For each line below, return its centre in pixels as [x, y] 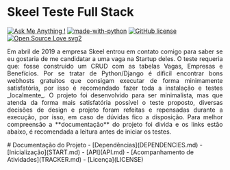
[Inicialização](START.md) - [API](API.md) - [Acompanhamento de [100, 152]
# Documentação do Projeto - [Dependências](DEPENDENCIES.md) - [105, 145]
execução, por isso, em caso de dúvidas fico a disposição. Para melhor [115, 117]
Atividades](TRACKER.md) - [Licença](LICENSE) [75, 159]
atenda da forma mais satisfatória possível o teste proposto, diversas [115, 102]
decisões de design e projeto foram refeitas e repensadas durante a [115, 110]
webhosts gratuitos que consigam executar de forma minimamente [115, 80]
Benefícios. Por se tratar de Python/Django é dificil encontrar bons [115, 73]
